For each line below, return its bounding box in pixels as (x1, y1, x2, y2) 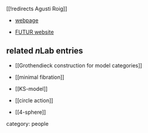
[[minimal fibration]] (14, 73, 64, 81)
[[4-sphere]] (14, 108, 46, 116)
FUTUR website (14, 28, 54, 36)
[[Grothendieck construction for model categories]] (14, 61, 143, 69)
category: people (6, 120, 49, 127)
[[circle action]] (14, 96, 54, 104)
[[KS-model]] (14, 85, 48, 92)
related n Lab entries (6, 46, 83, 56)
